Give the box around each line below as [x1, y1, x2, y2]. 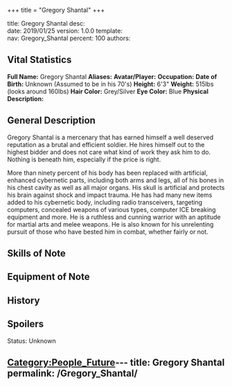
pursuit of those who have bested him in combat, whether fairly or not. [7, 227, 209, 236]
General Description [7, 114, 96, 127]
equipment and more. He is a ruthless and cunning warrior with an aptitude [7, 213, 221, 221]
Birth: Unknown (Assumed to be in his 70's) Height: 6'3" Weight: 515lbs [7, 80, 214, 88]
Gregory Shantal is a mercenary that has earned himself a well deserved [7, 133, 213, 141]
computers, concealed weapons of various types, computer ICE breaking [7, 205, 216, 213]
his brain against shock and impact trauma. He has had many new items [7, 191, 213, 199]
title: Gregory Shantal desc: [7, 19, 85, 27]
